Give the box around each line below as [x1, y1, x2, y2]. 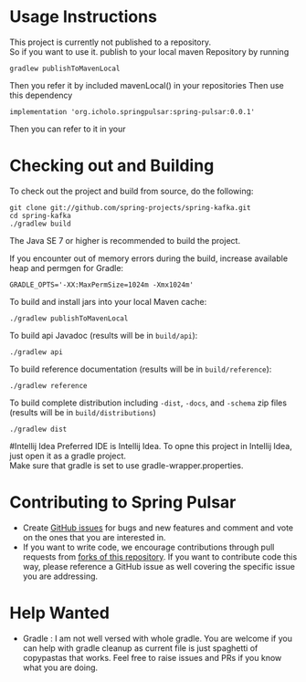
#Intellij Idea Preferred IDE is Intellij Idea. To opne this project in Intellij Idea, [9, 440, 292, 451]
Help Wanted [9, 603, 110, 623]
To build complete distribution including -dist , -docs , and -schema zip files [9, 397, 288, 408]
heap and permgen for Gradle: [9, 262, 124, 273]
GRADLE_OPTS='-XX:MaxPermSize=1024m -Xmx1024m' [9, 280, 195, 289]
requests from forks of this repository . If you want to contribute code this [22, 551, 298, 562]
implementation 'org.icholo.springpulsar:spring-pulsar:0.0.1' [9, 107, 256, 116]
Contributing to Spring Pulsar [9, 492, 237, 513]
